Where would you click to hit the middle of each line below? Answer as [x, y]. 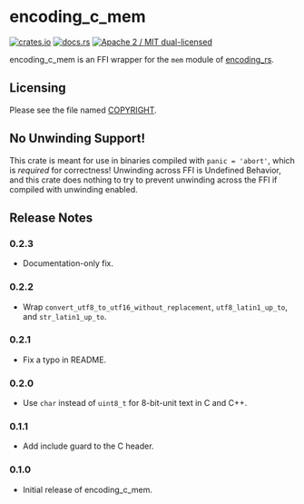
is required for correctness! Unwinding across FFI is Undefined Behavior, [145, 170]
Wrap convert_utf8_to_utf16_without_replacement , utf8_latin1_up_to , [155, 307]
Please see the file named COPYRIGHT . [83, 110]
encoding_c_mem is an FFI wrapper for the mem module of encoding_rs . [142, 59]
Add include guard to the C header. [88, 446]
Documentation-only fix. [68, 263]
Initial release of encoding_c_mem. [87, 489]
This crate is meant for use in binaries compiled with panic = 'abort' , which [152, 160]
